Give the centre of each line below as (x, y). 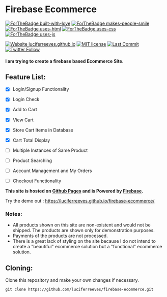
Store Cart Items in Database (43, 130)
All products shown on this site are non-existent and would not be (82, 225)
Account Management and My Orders (52, 171)
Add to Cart (25, 110)
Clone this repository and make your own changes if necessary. (72, 280)
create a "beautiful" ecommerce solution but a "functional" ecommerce (87, 247)
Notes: (14, 214)
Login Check (26, 100)
